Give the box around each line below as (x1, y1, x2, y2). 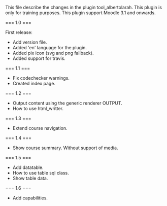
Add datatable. (12, 164, 44, 170)
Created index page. (12, 81, 56, 86)
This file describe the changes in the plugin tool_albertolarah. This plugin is (5, 5, 162, 10)
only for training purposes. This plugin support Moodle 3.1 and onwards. (5, 10, 156, 16)
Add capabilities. (12, 195, 48, 201)
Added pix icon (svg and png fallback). (12, 50, 94, 56)
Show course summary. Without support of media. (12, 145, 118, 151)
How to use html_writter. (12, 106, 64, 111)
